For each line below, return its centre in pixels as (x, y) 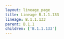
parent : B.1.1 (20, 24)
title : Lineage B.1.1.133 (32, 15)
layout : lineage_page (28, 10)
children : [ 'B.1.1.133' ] (31, 29)
